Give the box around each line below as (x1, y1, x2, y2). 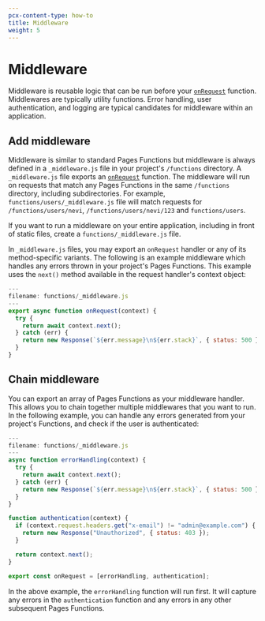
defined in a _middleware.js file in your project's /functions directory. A (8, 163, 242, 174)
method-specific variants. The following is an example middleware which (8, 253, 246, 263)
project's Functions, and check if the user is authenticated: (8, 419, 200, 428)
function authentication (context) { (8, 514, 129, 522)
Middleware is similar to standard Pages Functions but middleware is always (8, 155, 256, 165)
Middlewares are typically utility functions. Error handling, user (8, 95, 212, 104)
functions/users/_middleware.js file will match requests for (8, 197, 203, 207)
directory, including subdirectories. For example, (8, 189, 166, 198)
